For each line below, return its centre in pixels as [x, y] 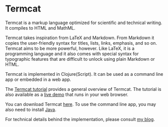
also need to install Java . [31, 109]
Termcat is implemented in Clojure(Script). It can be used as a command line [84, 74]
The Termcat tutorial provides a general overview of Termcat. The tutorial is [83, 89]
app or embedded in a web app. [38, 79]
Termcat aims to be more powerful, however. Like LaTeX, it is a [70, 48]
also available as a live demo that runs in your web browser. [67, 94]
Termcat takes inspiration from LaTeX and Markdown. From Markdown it [80, 38]
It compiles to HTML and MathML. [40, 28]
